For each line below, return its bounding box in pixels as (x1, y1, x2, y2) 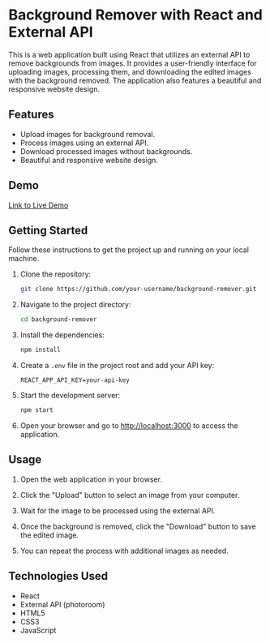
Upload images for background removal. (19, 129, 156, 139)
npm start (19, 406, 54, 414)
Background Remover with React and (8, 6, 264, 24)
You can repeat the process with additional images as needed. (19, 546, 229, 555)
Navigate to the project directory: (19, 300, 131, 310)
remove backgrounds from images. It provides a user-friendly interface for (8, 58, 257, 68)
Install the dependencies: (19, 330, 105, 340)
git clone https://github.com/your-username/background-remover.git (19, 285, 257, 294)
